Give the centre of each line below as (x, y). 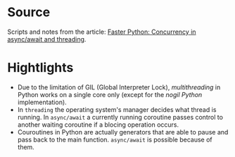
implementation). (42, 102)
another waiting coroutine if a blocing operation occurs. (98, 125)
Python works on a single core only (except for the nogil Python (110, 94)
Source (29, 12)
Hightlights (40, 68)
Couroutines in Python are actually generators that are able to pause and (123, 132)
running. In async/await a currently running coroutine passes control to (120, 117)
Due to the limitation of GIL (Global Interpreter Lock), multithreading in (119, 87)
